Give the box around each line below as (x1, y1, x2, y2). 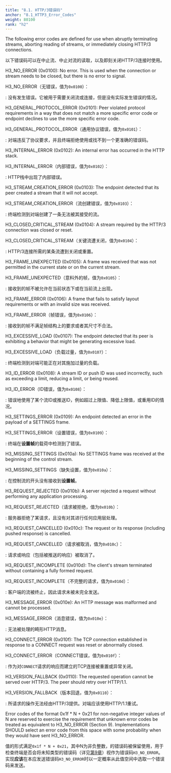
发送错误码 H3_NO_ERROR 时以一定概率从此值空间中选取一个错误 (36, 756, 165, 762)
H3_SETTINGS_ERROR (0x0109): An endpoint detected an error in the (5, 413, 152, 420)
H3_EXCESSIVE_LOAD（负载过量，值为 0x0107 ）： (5, 349, 109, 355)
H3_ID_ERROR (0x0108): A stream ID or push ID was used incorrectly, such (5, 370, 163, 377)
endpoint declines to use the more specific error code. (5, 116, 120, 122)
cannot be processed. (5, 605, 52, 611)
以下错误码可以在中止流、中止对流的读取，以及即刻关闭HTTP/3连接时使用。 (5, 57, 165, 64)
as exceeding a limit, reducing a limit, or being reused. (5, 375, 119, 382)
